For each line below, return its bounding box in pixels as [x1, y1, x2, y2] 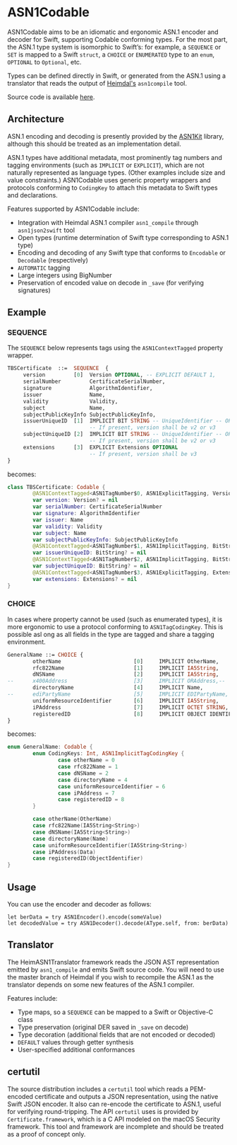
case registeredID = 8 [57, 796, 125, 803]
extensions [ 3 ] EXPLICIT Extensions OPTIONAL [23, 444, 178, 451]
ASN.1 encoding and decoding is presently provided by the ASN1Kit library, [7, 132, 224, 140]
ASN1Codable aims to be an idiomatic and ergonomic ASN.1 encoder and [7, 28, 219, 36]
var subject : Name [32, 529, 87, 536]
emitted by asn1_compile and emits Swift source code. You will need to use [7, 965, 224, 974]
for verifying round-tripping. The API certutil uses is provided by [7, 1107, 199, 1115]
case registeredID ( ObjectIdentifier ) [32, 855, 143, 862]
